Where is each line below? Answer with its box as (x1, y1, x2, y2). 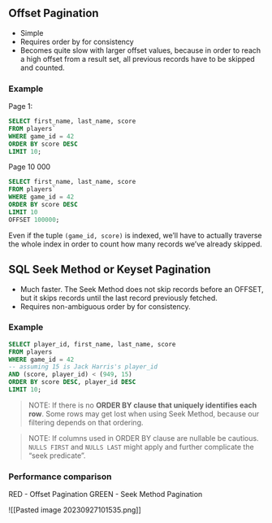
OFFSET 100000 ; (8, 216, 60, 224)
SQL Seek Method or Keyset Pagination (8, 263, 211, 277)
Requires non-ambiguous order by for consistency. (19, 301, 191, 312)
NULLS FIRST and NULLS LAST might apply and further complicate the (28, 442, 254, 451)
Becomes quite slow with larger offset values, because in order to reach (19, 45, 261, 55)
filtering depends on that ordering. (28, 417, 144, 427)
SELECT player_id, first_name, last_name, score (8, 340, 176, 348)
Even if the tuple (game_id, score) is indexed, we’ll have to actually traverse (8, 230, 262, 240)
